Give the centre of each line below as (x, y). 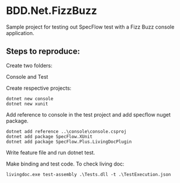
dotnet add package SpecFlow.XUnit (49, 136)
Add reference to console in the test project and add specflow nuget (88, 114)
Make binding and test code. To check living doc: (65, 164)
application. (20, 33)
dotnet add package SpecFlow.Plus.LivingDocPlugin (69, 142)
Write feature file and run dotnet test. (51, 152)
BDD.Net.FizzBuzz (52, 11)
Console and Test (27, 76)
